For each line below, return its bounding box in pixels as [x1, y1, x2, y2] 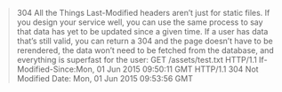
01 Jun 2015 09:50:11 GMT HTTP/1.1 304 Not [96, 64, 259, 74]
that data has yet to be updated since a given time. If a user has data [16, 27, 269, 36]
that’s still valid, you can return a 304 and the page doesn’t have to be [16, 35, 273, 46]
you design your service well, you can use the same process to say [16, 17, 263, 27]
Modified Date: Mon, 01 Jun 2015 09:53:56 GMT [16, 73, 193, 83]
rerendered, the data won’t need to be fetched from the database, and [16, 45, 275, 56]
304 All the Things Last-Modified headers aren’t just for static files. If [16, 8, 270, 18]
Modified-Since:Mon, [16, 64, 95, 74]
